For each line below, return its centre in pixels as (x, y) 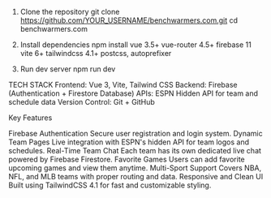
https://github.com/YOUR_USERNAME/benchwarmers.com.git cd (129, 20)
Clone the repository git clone (70, 12)
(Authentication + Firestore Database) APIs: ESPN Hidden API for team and (133, 93)
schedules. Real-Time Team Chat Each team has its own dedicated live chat (135, 151)
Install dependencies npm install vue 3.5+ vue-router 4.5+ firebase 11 (135, 45)
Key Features (30, 118)
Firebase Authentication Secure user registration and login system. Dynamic (135, 133)
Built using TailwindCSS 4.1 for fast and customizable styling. (110, 185)
